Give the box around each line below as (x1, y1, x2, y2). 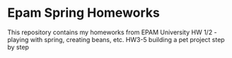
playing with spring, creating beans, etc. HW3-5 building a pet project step (7, 35, 225, 43)
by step (7, 43, 30, 51)
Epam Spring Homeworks (7, 5, 161, 21)
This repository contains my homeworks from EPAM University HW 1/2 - (7, 28, 217, 36)
